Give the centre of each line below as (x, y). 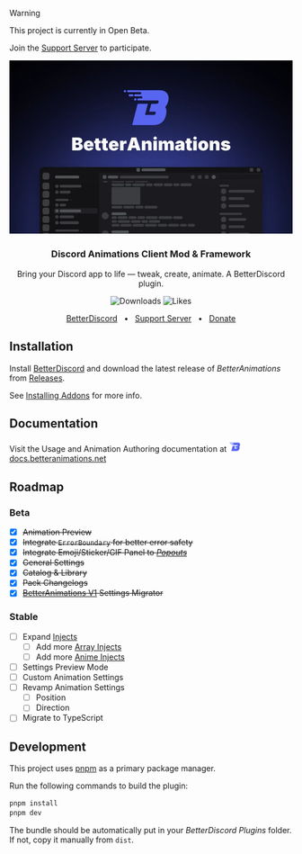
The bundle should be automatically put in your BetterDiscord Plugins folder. (151, 830)
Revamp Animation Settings (73, 688)
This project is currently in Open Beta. (80, 30)
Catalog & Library (55, 573)
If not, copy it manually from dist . (72, 840)
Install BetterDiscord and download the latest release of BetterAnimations (145, 368)
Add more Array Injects (79, 646)
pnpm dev (26, 814)
